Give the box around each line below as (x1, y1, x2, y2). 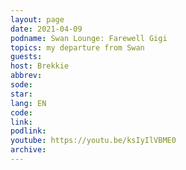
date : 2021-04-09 (10, 24, 83, 34)
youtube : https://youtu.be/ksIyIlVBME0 (10, 136, 177, 146)
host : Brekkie (10, 61, 70, 71)
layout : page (10, 14, 65, 25)
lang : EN (10, 98, 47, 108)
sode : (10, 80, 33, 90)
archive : (10, 145, 47, 155)
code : (10, 107, 33, 118)
